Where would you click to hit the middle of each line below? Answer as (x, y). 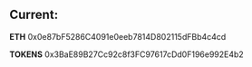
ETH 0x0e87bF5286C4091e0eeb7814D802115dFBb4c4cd (118, 36)
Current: (34, 15)
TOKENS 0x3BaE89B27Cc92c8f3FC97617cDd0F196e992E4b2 (127, 54)
